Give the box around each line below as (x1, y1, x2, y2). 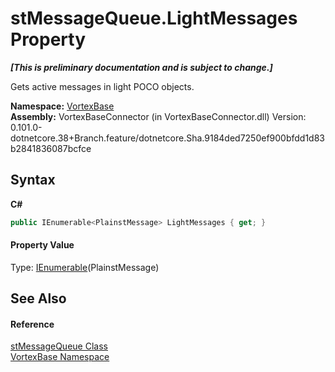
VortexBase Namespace (10, 351, 110, 363)
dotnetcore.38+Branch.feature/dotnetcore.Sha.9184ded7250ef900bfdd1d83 (10, 132, 326, 144)
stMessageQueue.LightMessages (10, 7, 298, 30)
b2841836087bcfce (10, 142, 92, 154)
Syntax (10, 172, 56, 189)
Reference (10, 318, 55, 330)
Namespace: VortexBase (10, 100, 115, 112)
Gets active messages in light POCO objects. (10, 80, 195, 92)
